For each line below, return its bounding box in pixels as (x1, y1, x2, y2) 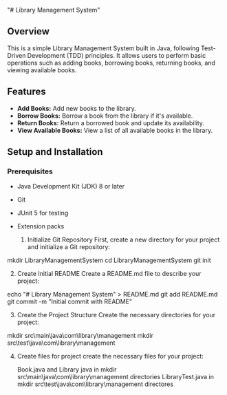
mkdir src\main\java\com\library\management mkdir (7, 332, 153, 340)
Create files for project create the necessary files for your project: (17, 352, 204, 361)
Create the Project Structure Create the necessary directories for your (17, 311, 215, 319)
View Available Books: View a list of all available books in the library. (17, 126, 213, 134)
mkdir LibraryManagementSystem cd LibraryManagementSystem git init (7, 256, 211, 264)
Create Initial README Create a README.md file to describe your (17, 270, 202, 278)
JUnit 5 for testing (17, 209, 69, 217)
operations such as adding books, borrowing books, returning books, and (7, 58, 215, 67)
